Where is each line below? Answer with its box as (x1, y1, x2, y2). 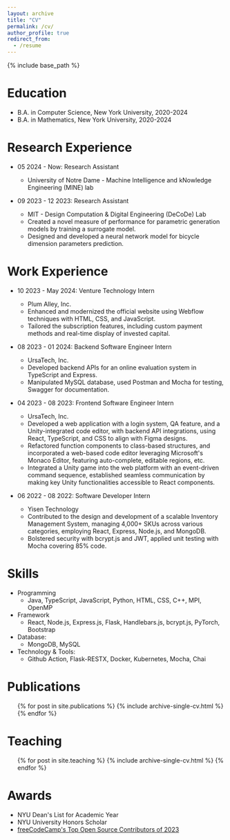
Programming (17, 589, 57, 597)
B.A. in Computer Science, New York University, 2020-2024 (17, 108, 188, 116)
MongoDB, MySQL (27, 640, 81, 648)
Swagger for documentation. (27, 385, 109, 394)
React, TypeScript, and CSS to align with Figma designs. (27, 434, 188, 442)
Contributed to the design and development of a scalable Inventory (27, 512, 219, 520)
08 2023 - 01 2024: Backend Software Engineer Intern (17, 343, 172, 351)
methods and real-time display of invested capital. (27, 329, 171, 337)
